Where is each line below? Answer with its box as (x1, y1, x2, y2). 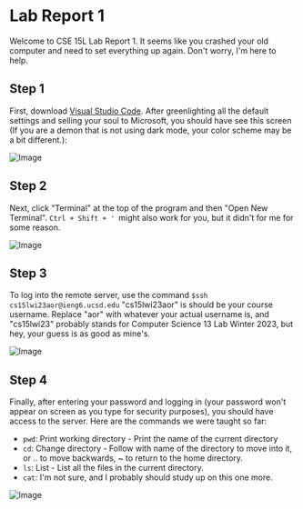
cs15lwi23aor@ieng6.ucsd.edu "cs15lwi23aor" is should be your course (9, 299, 273, 310)
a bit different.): (9, 134, 68, 145)
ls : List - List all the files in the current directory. (22, 463, 204, 474)
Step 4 (9, 372, 48, 387)
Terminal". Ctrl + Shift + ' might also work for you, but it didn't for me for (9, 212, 294, 223)
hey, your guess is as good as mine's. (9, 328, 151, 339)
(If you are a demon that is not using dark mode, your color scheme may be (9, 125, 293, 135)
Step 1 (9, 81, 45, 96)
